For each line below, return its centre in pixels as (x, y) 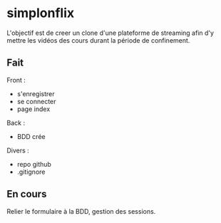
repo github (34, 164)
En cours (27, 194)
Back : (16, 123)
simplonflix (41, 13)
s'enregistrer (36, 93)
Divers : (18, 150)
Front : (16, 80)
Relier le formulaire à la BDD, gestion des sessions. (81, 211)
